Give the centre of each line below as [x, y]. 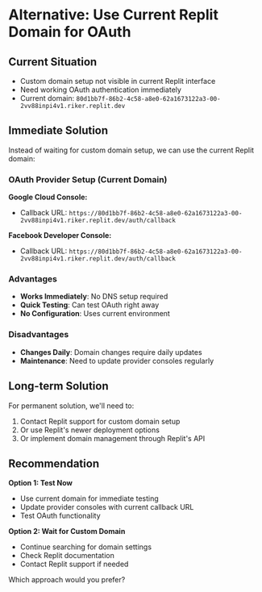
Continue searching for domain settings [85, 547]
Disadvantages [39, 335]
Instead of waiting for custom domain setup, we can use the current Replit [131, 150]
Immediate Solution [58, 131]
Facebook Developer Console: [60, 236]
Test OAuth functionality [60, 516]
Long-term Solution [58, 386]
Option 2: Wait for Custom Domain [67, 532]
